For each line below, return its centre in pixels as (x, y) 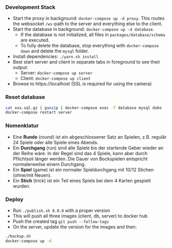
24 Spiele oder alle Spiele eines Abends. (55, 142)
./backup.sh (18, 236)
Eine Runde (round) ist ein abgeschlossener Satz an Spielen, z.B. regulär (90, 137)
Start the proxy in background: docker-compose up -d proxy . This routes (89, 18)
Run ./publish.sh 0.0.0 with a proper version (61, 210)
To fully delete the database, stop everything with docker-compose (90, 46)
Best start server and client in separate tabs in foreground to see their (87, 62)
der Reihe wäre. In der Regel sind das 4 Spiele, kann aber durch (80, 153)
